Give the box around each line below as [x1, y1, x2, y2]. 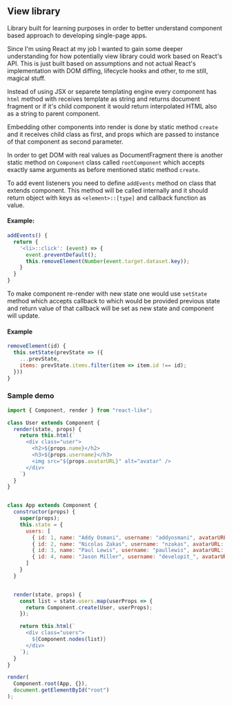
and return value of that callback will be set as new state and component [7, 304, 214, 313]
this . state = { [19, 521, 64, 528]
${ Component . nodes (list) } [32, 636, 107, 643]
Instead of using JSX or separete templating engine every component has [7, 87, 217, 95]
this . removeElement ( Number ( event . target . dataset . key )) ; [25, 258, 190, 265]
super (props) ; [19, 515, 60, 522]
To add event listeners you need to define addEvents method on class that [7, 179, 216, 187]
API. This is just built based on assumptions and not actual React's [7, 59, 196, 68]
